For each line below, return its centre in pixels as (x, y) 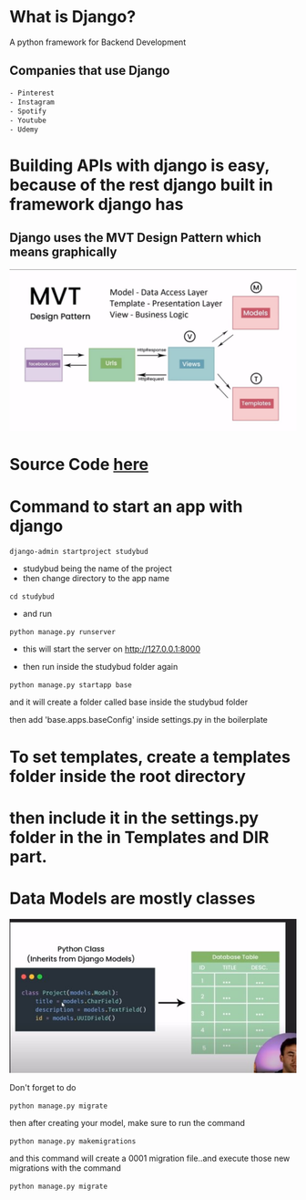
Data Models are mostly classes (133, 898)
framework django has (97, 204)
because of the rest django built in (141, 185)
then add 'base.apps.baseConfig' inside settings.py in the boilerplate (139, 720)
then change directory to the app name (96, 579)
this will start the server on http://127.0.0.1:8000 (111, 649)
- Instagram (32, 102)
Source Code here (79, 465)
